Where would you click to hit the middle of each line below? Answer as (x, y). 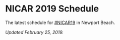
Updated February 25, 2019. (35, 32)
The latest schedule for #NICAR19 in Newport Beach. (60, 22)
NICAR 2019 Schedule (52, 9)
